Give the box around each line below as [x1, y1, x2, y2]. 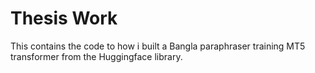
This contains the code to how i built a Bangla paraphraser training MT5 [10, 40, 306, 52]
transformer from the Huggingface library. [10, 50, 183, 62]
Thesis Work [10, 7, 118, 30]
